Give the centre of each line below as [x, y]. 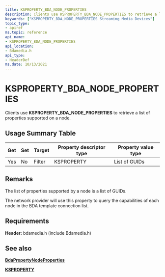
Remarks [19, 179]
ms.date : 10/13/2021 [26, 64]
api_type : [15, 55]
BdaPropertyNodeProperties [35, 260]
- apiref [14, 28]
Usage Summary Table [41, 133]
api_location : [20, 46]
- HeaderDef [17, 60]
